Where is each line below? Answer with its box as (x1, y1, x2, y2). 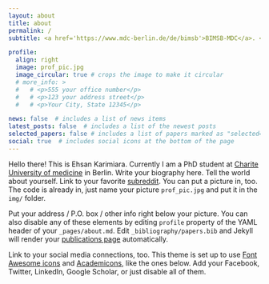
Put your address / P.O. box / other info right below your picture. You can (8, 209, 248, 218)
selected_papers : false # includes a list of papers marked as (8, 130, 224, 138)
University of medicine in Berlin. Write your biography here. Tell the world (8, 167, 251, 177)
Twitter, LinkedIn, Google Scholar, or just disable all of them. (8, 266, 207, 276)
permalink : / (8, 26, 52, 34)
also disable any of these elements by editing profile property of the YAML (8, 217, 258, 226)
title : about (8, 19, 52, 27)
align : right (15, 56, 59, 64)
